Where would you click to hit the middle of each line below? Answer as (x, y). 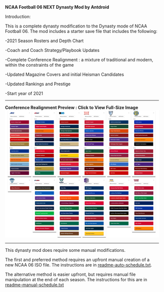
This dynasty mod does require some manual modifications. (65, 250)
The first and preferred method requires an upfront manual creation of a (77, 260)
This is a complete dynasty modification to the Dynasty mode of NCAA (76, 26)
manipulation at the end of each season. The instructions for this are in (76, 279)
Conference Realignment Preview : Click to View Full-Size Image (72, 108)
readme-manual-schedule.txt (35, 285)
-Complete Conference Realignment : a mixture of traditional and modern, (79, 60)
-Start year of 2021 (24, 93)
